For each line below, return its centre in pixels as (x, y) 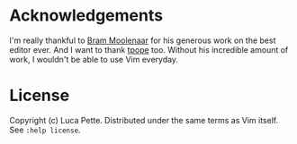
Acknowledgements (86, 16)
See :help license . (45, 130)
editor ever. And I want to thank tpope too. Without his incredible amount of (149, 49)
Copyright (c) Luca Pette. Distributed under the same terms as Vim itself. (144, 120)
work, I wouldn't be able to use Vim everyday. (94, 59)
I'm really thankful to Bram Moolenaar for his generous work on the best (143, 40)
